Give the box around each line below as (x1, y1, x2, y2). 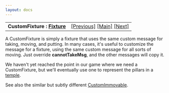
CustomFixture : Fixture (8, 23, 66, 30)
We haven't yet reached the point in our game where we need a (5, 61, 138, 67)
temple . (5, 72, 21, 78)
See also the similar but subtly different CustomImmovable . (5, 81, 129, 88)
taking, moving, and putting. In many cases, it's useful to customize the (5, 41, 154, 47)
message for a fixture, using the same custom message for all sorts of (5, 46, 151, 52)
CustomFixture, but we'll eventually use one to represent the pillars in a (5, 66, 153, 73)
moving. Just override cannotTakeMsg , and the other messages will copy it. (5, 51, 164, 58)
